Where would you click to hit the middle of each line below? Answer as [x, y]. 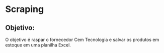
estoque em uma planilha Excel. [38, 45]
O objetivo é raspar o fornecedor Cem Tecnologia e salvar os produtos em [82, 39]
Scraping [25, 9]
